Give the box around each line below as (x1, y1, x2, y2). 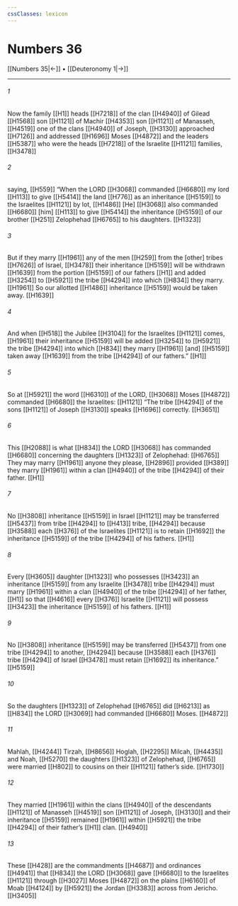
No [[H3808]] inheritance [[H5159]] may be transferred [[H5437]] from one (7, 641, 227, 649)
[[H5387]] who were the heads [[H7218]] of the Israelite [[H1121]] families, (7, 139, 223, 147)
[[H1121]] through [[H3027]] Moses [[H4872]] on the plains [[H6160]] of (7, 876, 216, 885)
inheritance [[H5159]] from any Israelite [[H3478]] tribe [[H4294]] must (7, 580, 215, 588)
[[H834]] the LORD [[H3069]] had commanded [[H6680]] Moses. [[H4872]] (7, 709, 229, 717)
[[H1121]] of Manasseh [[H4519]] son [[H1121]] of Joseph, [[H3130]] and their (7, 808, 231, 816)
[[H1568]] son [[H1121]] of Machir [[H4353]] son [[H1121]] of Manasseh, (7, 116, 215, 125)
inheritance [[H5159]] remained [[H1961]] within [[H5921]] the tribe (7, 816, 202, 824)
